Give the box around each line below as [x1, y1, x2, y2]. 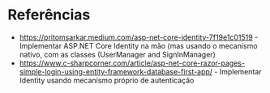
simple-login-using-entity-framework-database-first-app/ [19, 66, 212, 76]
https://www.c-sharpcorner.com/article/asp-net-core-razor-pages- [19, 58, 245, 68]
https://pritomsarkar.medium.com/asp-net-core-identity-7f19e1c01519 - [19, 32, 259, 42]
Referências [7, 6, 91, 24]
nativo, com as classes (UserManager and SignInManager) [19, 49, 216, 59]
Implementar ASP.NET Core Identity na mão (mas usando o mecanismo [19, 40, 258, 50]
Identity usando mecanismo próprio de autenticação [19, 75, 195, 85]
